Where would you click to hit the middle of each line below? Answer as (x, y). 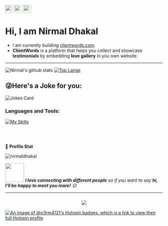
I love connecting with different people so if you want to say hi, (91, 180)
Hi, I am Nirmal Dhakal (52, 31)
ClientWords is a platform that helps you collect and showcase (77, 50)
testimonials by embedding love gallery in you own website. (75, 55)
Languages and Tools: (32, 111)
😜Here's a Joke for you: (43, 86)
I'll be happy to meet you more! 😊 (41, 185)
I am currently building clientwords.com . (54, 45)
